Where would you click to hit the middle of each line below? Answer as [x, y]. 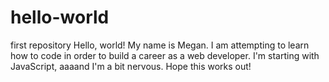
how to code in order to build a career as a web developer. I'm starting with [165, 55]
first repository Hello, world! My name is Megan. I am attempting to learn [160, 45]
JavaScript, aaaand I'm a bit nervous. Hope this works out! [131, 66]
